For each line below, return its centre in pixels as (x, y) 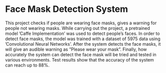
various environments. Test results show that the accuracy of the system (80, 60)
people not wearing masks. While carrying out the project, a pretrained (78, 28)
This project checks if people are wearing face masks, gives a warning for (81, 23)
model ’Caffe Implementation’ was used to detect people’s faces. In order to (83, 33)
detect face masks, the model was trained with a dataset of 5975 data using (83, 39)
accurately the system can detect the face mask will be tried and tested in (81, 54)
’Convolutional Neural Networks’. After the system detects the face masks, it (83, 44)
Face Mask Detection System (67, 9)
